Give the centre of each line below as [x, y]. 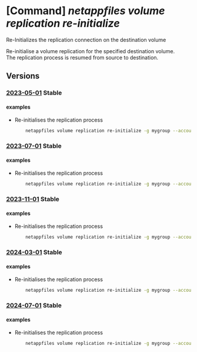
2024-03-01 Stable [34, 252]
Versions [23, 76]
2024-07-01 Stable [34, 305]
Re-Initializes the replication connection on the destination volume [86, 40]
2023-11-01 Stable [33, 199]
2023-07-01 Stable [34, 146]
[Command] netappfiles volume [86, 11]
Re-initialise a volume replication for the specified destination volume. [91, 51]
